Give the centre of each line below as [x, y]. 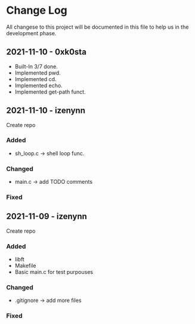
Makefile [25, 266]
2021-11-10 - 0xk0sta [46, 52]
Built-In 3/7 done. [36, 66]
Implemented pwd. [38, 73]
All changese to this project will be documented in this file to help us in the [97, 27]
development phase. [31, 33]
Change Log [37, 10]
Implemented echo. [38, 85]
